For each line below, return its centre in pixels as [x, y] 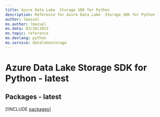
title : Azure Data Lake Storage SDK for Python [57, 10]
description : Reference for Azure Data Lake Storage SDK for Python [80, 15]
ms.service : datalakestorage [36, 43]
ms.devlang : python [26, 38]
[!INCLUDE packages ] [28, 109]
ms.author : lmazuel [26, 24]
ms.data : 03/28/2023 [27, 29]
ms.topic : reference [27, 33]
